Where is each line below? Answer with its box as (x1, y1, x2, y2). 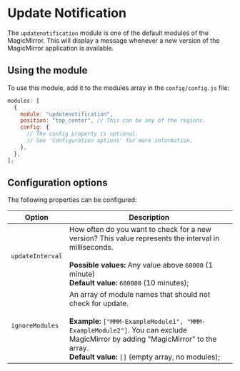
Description (129, 213, 170, 223)
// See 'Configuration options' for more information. (26, 137, 194, 144)
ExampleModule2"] (69, 327, 129, 335)
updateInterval (11, 252, 63, 260)
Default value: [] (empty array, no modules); (69, 352, 220, 362)
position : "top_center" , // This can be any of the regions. (20, 117, 206, 124)
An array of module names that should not (69, 290, 211, 300)
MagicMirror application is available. (7, 44, 114, 52)
